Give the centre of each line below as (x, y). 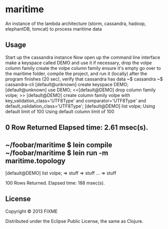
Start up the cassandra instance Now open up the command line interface (83, 57)
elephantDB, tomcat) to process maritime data (54, 29)
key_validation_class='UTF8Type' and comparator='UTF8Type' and (76, 100)
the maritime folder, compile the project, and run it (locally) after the (76, 73)
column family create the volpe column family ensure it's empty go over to (83, 68)
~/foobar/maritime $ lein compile (59, 145)
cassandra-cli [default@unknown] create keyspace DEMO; (67, 84)
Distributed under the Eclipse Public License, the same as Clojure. (74, 221)
